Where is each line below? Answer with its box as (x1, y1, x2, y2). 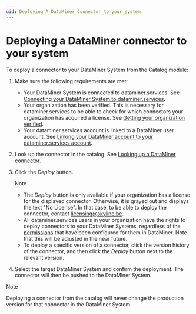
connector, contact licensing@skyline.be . (23, 210, 124, 217)
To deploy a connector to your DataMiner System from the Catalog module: (6, 66, 189, 73)
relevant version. (23, 254, 65, 261)
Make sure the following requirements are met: (14, 77, 128, 84)
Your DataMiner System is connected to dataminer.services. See (23, 89, 180, 96)
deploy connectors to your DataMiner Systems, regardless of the (23, 223, 181, 230)
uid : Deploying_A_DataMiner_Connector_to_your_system (6, 8, 141, 15)
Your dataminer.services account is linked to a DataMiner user (23, 126, 175, 133)
